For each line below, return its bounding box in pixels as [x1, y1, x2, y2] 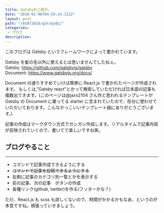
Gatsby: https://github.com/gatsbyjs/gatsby [5, 64, 93, 70]
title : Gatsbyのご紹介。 [5, 7, 52, 12]
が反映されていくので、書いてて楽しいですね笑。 [5, 127, 103, 133]
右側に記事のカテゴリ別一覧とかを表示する [12, 174, 98, 180]
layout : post [5, 16, 32, 21]
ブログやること [5, 143, 50, 151]
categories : [5, 26, 29, 30]
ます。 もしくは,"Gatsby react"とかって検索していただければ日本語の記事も [5, 86, 156, 92]
